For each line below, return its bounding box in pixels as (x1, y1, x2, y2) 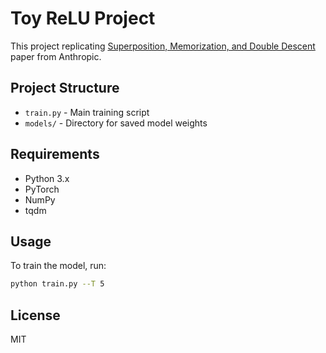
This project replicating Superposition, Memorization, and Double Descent (10, 40, 316, 52)
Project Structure (10, 80, 120, 97)
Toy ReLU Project (10, 7, 156, 30)
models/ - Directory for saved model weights (24, 117, 208, 129)
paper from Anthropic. (10, 50, 102, 62)
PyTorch (24, 183, 60, 195)
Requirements (10, 146, 100, 163)
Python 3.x (24, 172, 70, 184)
